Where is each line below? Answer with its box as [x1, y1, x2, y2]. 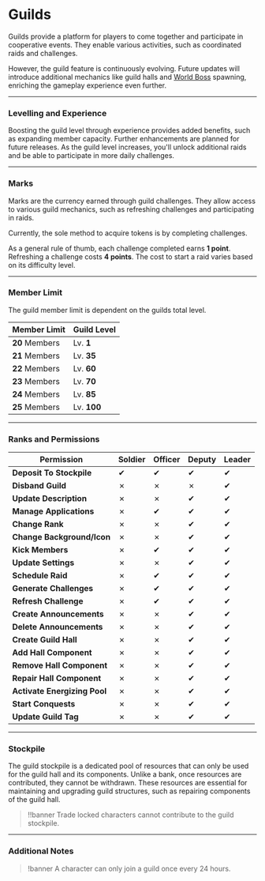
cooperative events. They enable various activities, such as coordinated [8, 40, 242, 49]
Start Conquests [12, 698, 76, 710]
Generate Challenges [12, 583, 93, 594]
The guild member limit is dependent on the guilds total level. [8, 305, 207, 314]
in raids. [8, 213, 35, 222]
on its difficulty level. [8, 260, 76, 269]
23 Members [12, 375, 61, 386]
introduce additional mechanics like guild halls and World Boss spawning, [8, 72, 247, 81]
